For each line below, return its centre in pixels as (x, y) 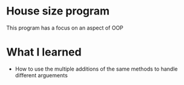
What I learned (44, 52)
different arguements (41, 75)
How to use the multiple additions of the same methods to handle (96, 69)
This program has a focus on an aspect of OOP (65, 28)
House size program (58, 11)
